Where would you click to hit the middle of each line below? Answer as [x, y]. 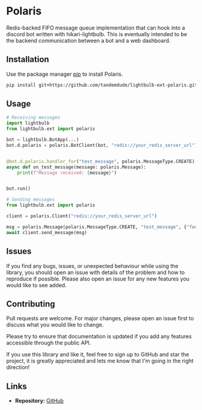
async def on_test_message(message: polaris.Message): [76, 167]
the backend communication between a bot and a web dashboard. [88, 40]
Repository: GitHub [39, 401]
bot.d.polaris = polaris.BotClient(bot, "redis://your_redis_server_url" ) [102, 145]
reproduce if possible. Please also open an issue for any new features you [98, 279]
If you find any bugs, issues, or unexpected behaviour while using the [92, 266]
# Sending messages [31, 200]
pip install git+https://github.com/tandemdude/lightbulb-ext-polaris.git [102, 85]
